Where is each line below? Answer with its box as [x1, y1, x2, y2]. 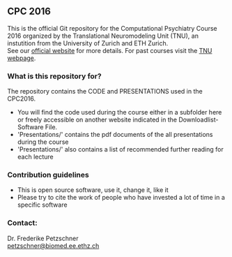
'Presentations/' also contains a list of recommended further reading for [17, 145, 224, 154]
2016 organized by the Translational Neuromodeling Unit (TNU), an [7, 31, 199, 40]
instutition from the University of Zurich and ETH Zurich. [7, 38, 169, 47]
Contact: [7, 218, 38, 228]
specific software [17, 200, 68, 209]
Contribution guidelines [7, 170, 89, 180]
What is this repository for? [7, 71, 102, 81]
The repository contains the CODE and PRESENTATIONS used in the [7, 87, 203, 96]
